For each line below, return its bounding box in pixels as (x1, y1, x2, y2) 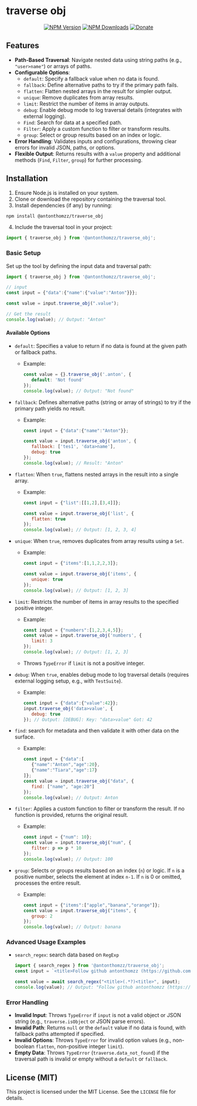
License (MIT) (6, 1072, 58, 1082)
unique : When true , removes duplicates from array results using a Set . (14, 538, 184, 545)
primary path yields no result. (14, 405, 86, 412)
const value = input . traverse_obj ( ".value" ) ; (6, 300, 119, 307)
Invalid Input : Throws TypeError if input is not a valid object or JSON (14, 1012, 182, 1019)
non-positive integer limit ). (57, 1043, 124, 1050)
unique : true (31, 576, 63, 582)
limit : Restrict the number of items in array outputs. (23, 100, 150, 107)
